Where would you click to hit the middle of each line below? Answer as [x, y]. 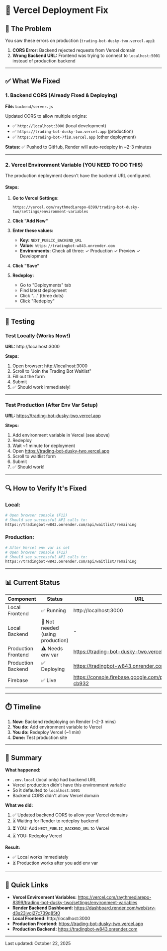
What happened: [23, 770]
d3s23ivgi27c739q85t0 [36, 913]
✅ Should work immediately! [41, 387]
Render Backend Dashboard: [43, 908]
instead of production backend [44, 61]
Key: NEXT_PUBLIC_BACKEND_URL [51, 240]
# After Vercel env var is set [38, 548]
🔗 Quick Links [27, 885]
